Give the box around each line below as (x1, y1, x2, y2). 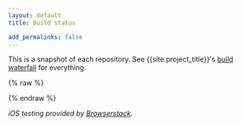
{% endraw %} (8, 94, 57, 103)
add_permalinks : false (8, 33, 83, 41)
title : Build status (8, 19, 76, 27)
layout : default (8, 11, 61, 20)
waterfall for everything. (8, 63, 87, 72)
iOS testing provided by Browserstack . (8, 109, 133, 118)
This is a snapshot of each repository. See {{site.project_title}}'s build (8, 54, 234, 64)
